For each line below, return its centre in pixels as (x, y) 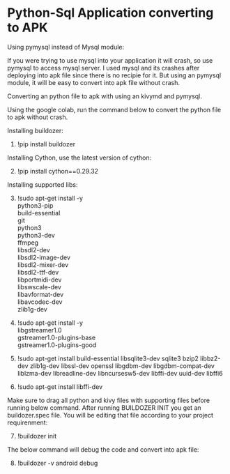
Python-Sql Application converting (110, 13)
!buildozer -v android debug (58, 463)
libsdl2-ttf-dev (38, 272)
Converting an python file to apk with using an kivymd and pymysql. (105, 96)
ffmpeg (28, 243)
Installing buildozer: (36, 130)
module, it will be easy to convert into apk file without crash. (93, 82)
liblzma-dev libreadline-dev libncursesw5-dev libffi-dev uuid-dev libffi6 (120, 373)
